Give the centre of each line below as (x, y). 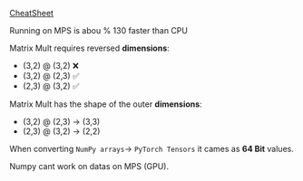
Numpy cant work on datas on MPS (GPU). (89, 166)
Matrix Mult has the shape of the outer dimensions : (106, 104)
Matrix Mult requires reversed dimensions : (89, 48)
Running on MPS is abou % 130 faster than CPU (99, 30)
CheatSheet (32, 13)
